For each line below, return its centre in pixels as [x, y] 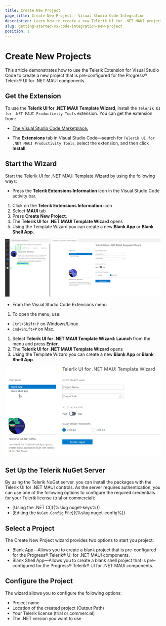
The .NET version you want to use [47, 618]
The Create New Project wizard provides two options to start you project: [80, 540]
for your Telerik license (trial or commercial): [50, 498]
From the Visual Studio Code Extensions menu [60, 304]
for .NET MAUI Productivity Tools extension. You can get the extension [79, 113]
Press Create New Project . [40, 216]
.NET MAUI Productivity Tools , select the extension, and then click [81, 143]
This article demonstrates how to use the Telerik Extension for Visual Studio [82, 70]
